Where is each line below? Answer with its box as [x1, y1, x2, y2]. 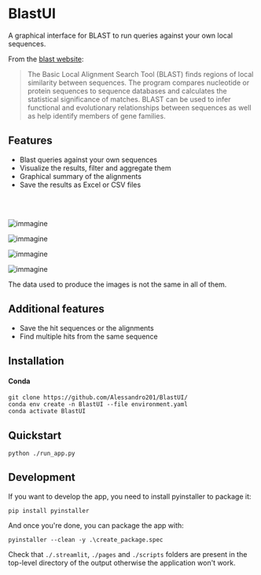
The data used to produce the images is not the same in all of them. [8, 280, 227, 289]
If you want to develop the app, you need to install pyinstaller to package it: [8, 492, 252, 501]
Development [8, 471, 76, 484]
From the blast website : [8, 54, 84, 64]
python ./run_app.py [8, 449, 76, 457]
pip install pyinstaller [8, 507, 90, 515]
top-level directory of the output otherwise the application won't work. [8, 558, 236, 567]
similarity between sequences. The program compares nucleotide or [27, 78, 250, 87]
